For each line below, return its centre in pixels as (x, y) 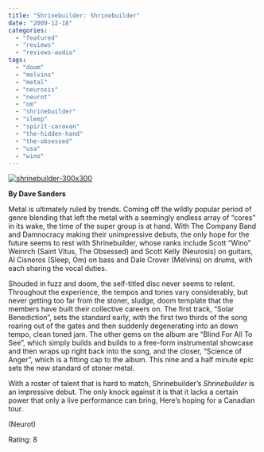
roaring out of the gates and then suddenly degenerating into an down (123, 326)
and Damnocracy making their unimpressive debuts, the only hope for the (129, 234)
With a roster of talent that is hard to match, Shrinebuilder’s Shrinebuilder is (131, 384)
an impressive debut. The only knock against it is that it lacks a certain (123, 392)
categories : (28, 30)
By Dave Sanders (37, 194)
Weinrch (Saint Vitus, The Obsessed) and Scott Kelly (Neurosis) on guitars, (130, 252)
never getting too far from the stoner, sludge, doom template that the (121, 301)
